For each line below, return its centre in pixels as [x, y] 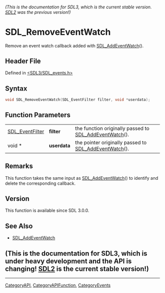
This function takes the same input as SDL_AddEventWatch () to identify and [82, 178]
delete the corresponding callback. [41, 183]
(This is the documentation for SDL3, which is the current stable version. [79, 7]
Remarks [19, 166]
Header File [23, 61]
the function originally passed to [112, 128]
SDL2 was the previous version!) [38, 12]
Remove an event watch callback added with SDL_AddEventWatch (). [74, 46]
